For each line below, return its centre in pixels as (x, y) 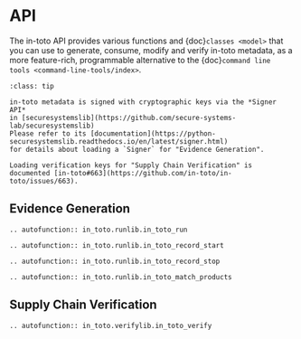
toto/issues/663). (44, 181)
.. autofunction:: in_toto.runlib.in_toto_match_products (121, 277)
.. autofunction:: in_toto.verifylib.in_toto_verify (111, 325)
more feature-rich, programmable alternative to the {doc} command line (140, 60)
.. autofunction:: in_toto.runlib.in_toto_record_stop (115, 261)
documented (30, 173)
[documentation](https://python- (153, 133)
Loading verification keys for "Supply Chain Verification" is (131, 165)
